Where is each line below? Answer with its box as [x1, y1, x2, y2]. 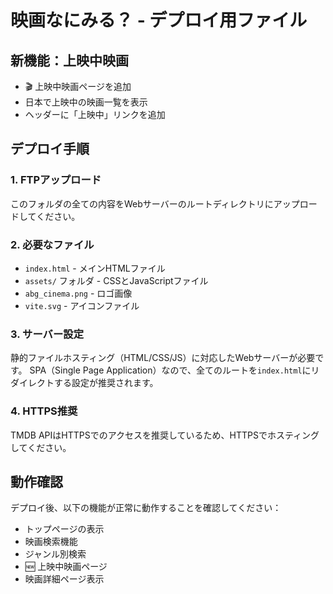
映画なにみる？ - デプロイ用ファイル [10, 9, 308, 32]
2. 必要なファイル [10, 237, 95, 251]
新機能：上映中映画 [10, 52, 129, 69]
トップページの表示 [24, 523, 105, 535]
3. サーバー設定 [10, 327, 85, 341]
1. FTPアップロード [10, 173, 102, 187]
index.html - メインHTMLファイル [24, 262, 166, 274]
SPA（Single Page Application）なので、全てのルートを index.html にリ [29, 364, 320, 376]
